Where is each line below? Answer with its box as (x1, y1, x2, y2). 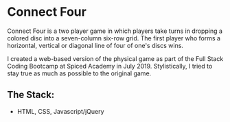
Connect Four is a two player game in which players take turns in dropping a (7, 27, 223, 35)
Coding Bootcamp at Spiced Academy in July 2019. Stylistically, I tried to (7, 62, 213, 70)
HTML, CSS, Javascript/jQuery (16, 107, 104, 115)
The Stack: (7, 89, 55, 101)
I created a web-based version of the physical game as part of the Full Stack (7, 54, 224, 62)
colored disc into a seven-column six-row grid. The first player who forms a (7, 34, 221, 42)
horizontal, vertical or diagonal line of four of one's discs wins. (7, 41, 184, 49)
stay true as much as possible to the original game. (7, 69, 152, 77)
